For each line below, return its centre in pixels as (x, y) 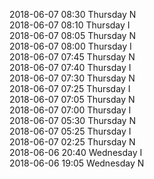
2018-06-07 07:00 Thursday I (70, 110)
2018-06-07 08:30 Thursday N (73, 14)
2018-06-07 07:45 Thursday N (72, 57)
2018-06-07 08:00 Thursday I (70, 46)
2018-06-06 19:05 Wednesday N (77, 163)
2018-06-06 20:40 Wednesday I (76, 152)
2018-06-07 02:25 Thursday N (72, 142)
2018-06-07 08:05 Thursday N (72, 35)
